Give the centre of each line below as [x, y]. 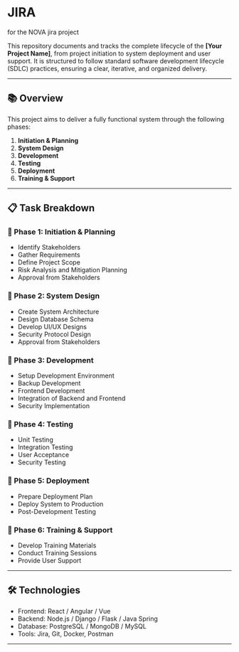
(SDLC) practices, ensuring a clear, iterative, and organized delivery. [107, 68]
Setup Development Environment [66, 376]
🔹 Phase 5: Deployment [48, 481]
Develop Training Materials [57, 545]
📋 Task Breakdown [51, 208]
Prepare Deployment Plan [55, 496]
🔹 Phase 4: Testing [40, 424]
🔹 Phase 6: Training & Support [60, 530]
